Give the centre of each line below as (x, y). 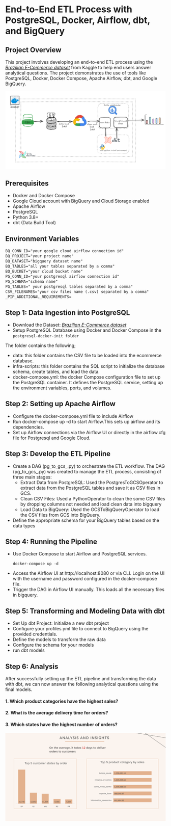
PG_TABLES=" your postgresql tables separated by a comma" (69, 287)
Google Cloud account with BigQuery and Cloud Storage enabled (81, 201)
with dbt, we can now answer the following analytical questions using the (82, 684)
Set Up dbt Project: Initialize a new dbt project (61, 623)
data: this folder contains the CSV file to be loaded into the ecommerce (87, 356)
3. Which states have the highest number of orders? (62, 724)
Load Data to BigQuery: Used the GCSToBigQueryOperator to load (90, 509)
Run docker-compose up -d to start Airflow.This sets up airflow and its (86, 421)
